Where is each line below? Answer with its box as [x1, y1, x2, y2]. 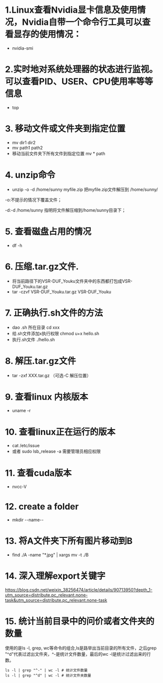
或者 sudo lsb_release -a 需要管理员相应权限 [12, 449, 101, 455]
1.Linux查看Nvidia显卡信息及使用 [5, 4, 137, 16]
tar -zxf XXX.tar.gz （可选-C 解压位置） [12, 372, 91, 378]
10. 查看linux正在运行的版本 [5, 426, 115, 437]
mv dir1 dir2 [12, 139, 36, 145]
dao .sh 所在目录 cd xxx [12, 324, 60, 330]
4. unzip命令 [5, 170, 56, 180]
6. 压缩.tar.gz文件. [5, 261, 79, 272]
